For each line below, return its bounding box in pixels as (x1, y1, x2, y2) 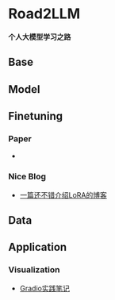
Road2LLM (8, 5, 81, 23)
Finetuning (8, 110, 63, 123)
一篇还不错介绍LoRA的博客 (19, 190, 107, 199)
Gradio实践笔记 (19, 283, 70, 293)
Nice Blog (8, 171, 46, 183)
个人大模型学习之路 (8, 32, 71, 41)
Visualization (8, 264, 60, 275)
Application (8, 240, 67, 254)
